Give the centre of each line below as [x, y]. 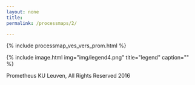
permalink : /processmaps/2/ [42, 23]
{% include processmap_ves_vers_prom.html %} [66, 46]
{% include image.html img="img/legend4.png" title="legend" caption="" [98, 58]
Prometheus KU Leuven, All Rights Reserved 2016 [68, 76]
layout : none [23, 12]
